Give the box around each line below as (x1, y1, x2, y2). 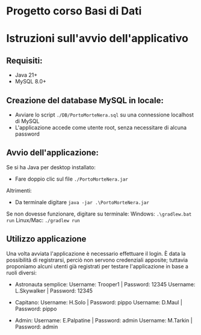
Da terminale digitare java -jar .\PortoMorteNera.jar (14, 198, 149, 205)
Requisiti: (6, 55, 43, 65)
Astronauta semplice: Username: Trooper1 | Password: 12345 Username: (14, 280, 196, 288)
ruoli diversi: (6, 269, 37, 276)
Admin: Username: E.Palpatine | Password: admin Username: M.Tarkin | (14, 316, 193, 324)
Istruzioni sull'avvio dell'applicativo (6, 32, 188, 46)
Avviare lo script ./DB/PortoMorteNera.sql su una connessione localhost (14, 111, 194, 118)
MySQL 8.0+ (14, 78, 47, 85)
